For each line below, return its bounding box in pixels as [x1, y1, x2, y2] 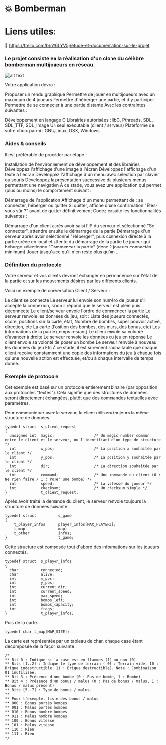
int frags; [9, 607, 55, 612]
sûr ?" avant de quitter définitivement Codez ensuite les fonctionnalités [16, 207, 161, 214]
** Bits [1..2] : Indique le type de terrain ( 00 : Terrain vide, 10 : [5, 662, 159, 666]
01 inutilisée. [5, 670, 37, 675]
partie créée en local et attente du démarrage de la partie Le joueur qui [5, 238, 150, 244]
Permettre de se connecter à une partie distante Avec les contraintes [5, 102, 146, 108]
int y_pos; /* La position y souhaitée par [9, 455, 161, 460]
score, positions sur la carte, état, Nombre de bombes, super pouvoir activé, [5, 319, 161, 325]
